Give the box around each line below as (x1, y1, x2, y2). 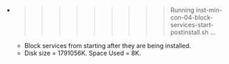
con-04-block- (170, 13, 214, 22)
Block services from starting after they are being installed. (24, 42, 191, 49)
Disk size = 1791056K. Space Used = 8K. (24, 49, 142, 57)
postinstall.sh (170, 28, 209, 36)
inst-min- (195, 6, 223, 14)
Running (170, 6, 195, 14)
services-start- (170, 21, 214, 29)
